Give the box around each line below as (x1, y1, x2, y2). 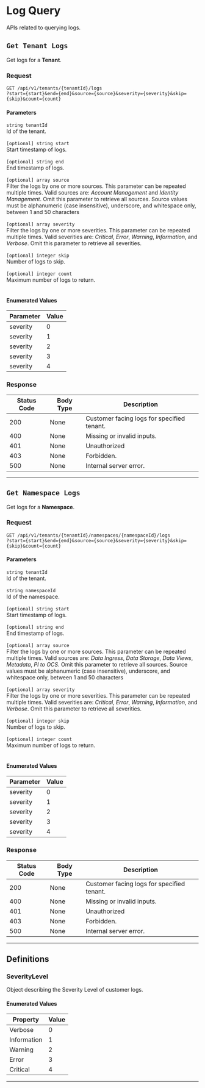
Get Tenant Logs (6, 41, 68, 51)
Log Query (6, 4, 61, 18)
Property (12, 1015, 40, 1024)
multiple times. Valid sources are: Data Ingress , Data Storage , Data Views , (6, 654, 193, 662)
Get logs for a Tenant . (6, 56, 62, 63)
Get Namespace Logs (6, 489, 81, 498)
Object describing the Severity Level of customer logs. (6, 986, 143, 993)
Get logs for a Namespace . (6, 503, 75, 510)
